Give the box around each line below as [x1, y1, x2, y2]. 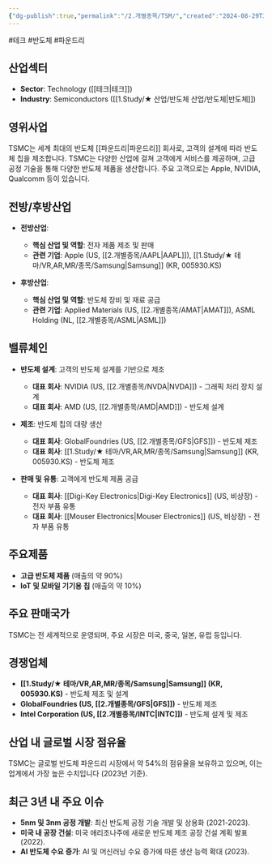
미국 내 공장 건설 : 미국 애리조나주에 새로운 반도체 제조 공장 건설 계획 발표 [19, 827, 249, 837]
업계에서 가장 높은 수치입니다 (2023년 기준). [8, 768, 148, 779]
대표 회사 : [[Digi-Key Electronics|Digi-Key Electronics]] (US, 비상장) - [32, 491, 258, 501]
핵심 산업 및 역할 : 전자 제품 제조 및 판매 [32, 240, 155, 250]
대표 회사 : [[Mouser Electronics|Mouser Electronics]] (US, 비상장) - [32, 511, 253, 521]
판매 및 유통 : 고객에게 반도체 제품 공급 [19, 474, 139, 484]
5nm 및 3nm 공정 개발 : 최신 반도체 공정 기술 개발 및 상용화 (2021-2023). [19, 817, 251, 827]
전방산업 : [19, 223, 49, 233]
